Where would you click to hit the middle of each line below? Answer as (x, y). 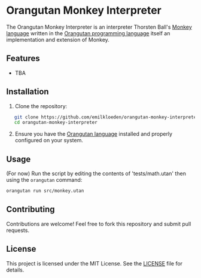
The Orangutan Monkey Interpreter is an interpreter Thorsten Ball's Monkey (99, 27)
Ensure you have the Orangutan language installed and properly (93, 134)
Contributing (31, 210)
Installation (28, 92)
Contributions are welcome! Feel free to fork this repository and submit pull (99, 224)
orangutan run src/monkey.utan (45, 191)
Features (23, 58)
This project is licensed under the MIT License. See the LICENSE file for (95, 263)
